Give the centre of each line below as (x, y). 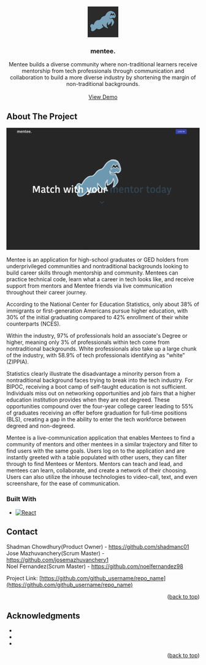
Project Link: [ (24, 578)
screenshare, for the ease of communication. (63, 483)
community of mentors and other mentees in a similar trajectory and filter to (102, 444)
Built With (21, 499)
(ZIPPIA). (18, 362)
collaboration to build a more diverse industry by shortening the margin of (103, 77)
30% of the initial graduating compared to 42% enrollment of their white (97, 317)
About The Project (42, 116)
